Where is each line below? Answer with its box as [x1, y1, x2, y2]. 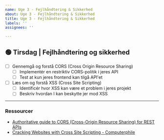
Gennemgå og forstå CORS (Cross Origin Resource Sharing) [12, 63, 133, 69]
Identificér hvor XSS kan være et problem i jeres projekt [19, 86, 131, 91]
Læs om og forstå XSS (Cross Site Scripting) [12, 80, 102, 86]
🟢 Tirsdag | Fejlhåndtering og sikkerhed [5, 48, 130, 56]
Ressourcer [5, 108, 33, 115]
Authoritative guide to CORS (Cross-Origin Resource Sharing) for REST [12, 119, 155, 124]
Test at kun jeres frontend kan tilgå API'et [19, 74, 103, 80]
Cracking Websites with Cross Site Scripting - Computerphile [12, 129, 135, 135]
